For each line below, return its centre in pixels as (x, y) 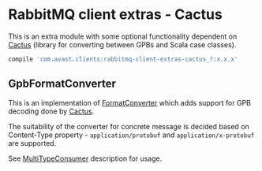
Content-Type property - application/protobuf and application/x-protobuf (131, 135)
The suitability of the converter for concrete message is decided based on (129, 126)
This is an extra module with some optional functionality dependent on (123, 36)
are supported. (32, 143)
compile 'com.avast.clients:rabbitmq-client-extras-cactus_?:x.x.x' (123, 59)
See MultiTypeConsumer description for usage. (85, 158)
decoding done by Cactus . (51, 111)
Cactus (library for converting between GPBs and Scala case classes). (122, 44)
